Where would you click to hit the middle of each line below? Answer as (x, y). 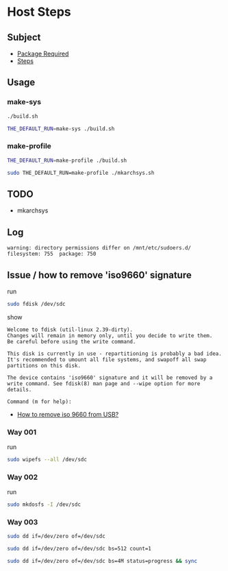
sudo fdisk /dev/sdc (37, 304)
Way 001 (22, 432)
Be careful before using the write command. (72, 341)
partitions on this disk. (44, 365)
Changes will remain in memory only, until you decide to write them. (110, 336)
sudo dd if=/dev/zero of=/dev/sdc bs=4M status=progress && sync (102, 561)
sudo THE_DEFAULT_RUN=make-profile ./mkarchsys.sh (81, 173)
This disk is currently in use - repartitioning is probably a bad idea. (115, 354)
